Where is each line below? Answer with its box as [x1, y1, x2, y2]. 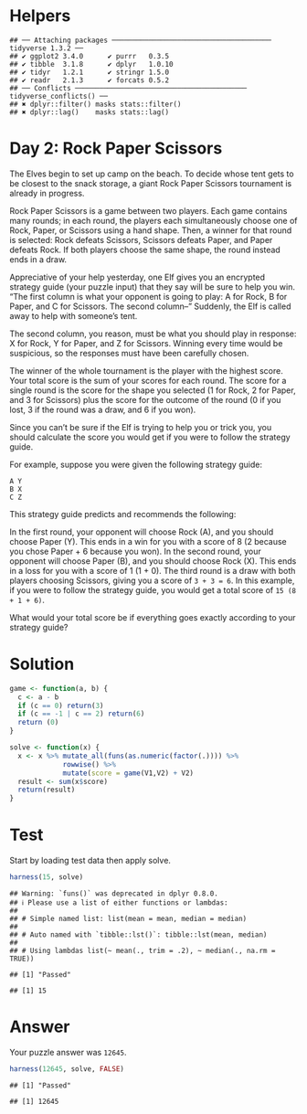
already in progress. [9, 187, 85, 198]
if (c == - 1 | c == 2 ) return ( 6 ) [17, 709, 145, 718]
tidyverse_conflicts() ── [9, 91, 108, 101]
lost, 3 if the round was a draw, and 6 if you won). [9, 404, 196, 415]
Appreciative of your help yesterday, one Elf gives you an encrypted [9, 271, 266, 282]
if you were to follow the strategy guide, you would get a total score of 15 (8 [9, 584, 297, 595]
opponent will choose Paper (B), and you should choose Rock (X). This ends [9, 555, 297, 567]
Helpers [9, 5, 71, 27]
